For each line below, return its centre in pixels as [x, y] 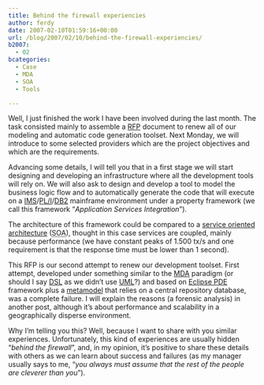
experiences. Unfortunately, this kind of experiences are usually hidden [124, 339]
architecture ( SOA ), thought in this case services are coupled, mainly [120, 233]
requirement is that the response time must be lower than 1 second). [119, 250]
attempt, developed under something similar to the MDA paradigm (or [121, 274]
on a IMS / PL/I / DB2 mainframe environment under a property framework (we [132, 201]
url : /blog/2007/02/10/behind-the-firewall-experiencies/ [105, 38]
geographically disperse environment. [70, 315]
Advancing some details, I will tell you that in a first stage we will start [121, 168]
